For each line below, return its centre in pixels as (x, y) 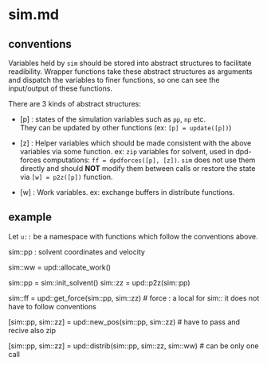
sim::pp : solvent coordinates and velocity (77, 251)
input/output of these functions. (61, 88)
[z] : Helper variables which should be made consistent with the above (135, 143)
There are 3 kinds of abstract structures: (75, 104)
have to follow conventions (53, 306)
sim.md (34, 15)
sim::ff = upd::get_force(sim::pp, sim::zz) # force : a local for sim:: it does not (134, 298)
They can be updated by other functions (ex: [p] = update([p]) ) (126, 128)
